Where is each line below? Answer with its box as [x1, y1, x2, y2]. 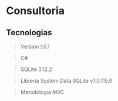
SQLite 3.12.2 [20, 66, 53, 73]
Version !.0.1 [20, 43, 50, 50]
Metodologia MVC [20, 89, 65, 95]
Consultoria [6, 4, 65, 18]
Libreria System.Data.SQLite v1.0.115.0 [20, 78, 113, 84]
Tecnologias [6, 28, 52, 38]
